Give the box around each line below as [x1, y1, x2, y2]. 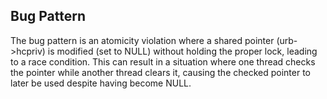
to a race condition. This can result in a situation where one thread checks [10, 55, 316, 68]
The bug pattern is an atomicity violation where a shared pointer [10, 34, 275, 46]
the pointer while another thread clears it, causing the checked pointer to [10, 66, 311, 78]
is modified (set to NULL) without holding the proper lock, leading [47, 45, 318, 57]
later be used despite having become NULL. [10, 77, 192, 89]
